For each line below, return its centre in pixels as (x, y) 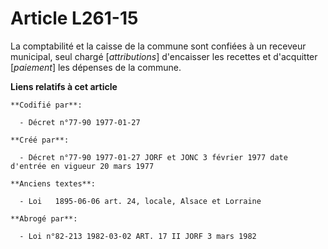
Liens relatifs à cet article (64, 86)
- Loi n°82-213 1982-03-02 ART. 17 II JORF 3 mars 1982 (138, 236)
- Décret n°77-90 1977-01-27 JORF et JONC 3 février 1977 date (153, 157)
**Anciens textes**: (53, 183)
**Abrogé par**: (44, 218)
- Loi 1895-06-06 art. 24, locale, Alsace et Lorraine (140, 201)
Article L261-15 (74, 18)
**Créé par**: (40, 140)
